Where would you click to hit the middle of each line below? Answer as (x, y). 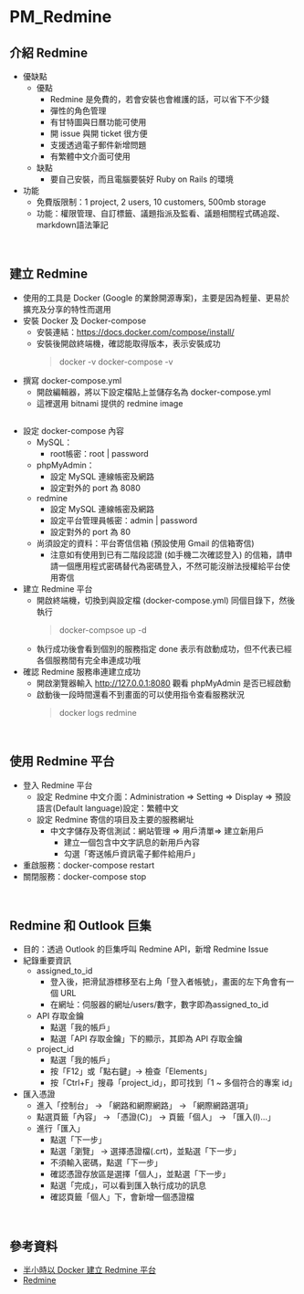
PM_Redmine (61, 17)
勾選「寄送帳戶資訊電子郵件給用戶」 (132, 853)
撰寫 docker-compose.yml (72, 380)
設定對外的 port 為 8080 (95, 488)
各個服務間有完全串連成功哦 (89, 660)
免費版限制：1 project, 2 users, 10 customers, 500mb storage (151, 202)
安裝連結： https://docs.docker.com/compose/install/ (135, 331)
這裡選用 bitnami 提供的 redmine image (110, 403)
